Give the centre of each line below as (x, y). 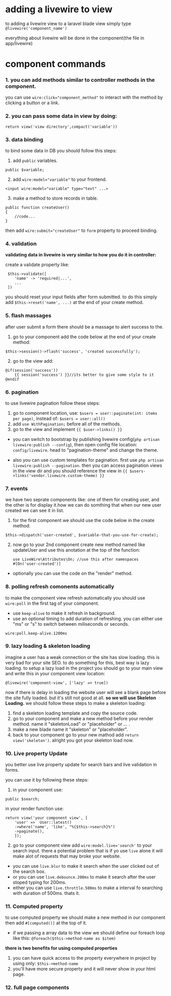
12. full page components (37, 988)
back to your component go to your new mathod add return (76, 734)
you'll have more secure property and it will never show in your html (84, 969)
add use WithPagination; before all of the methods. (67, 424)
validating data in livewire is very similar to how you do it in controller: (81, 255)
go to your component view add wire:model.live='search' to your (82, 845)
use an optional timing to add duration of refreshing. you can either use (88, 619)
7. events (17, 488)
